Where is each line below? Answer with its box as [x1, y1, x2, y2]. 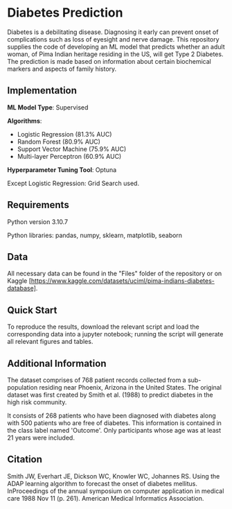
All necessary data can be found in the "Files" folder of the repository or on [7, 269, 222, 278]
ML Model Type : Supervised [7, 103, 89, 112]
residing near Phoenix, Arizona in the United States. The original [39, 383, 222, 391]
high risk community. [7, 398, 67, 406]
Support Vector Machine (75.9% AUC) [17, 144, 127, 153]
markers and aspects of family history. [7, 64, 117, 73]
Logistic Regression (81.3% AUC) [17, 130, 112, 138]
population [7, 383, 38, 391]
